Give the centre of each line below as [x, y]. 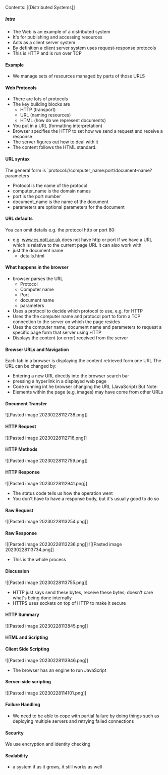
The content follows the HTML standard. [54, 147]
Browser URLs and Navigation [37, 350]
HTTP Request [21, 426]
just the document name [38, 250]
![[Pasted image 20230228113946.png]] [47, 660]
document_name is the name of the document [60, 202]
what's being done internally [42, 598]
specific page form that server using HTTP [57, 332]
